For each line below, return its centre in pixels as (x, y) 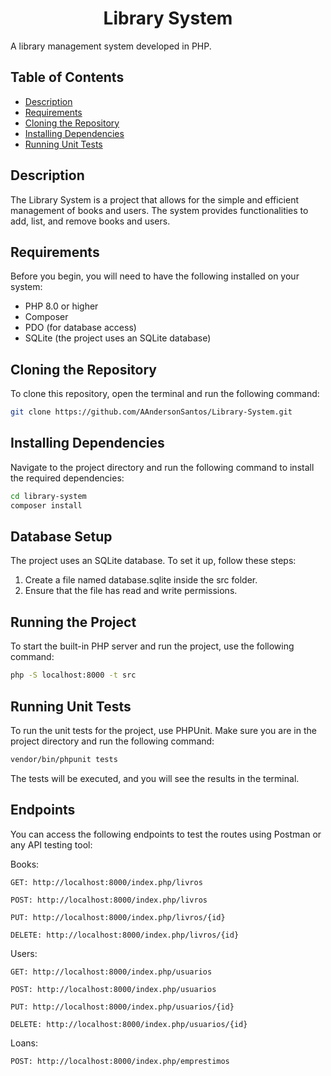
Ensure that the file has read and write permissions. (131, 591)
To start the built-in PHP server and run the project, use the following (152, 646)
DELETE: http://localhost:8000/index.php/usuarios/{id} (129, 1024)
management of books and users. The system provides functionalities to (159, 210)
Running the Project (73, 622)
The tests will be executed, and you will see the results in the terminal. (155, 778)
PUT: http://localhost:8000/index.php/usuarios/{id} (122, 1007)
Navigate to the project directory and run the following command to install (162, 467)
